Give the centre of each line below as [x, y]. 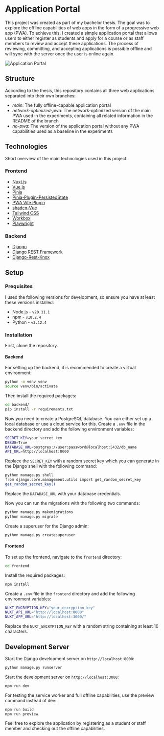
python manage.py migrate [31, 517]
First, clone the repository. [32, 346]
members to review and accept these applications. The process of [72, 43]
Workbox [21, 218]
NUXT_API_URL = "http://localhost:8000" [45, 612]
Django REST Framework [37, 252]
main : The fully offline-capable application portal [61, 105]
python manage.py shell [29, 475]
